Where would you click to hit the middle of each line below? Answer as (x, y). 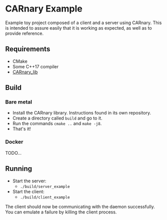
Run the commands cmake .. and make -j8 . (57, 124)
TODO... (13, 153)
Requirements (28, 49)
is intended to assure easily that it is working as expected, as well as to (79, 28)
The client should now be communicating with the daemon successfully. (80, 206)
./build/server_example (45, 186)
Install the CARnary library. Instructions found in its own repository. (82, 113)
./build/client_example (45, 197)
